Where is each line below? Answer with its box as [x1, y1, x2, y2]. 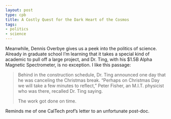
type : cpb [5, 12, 27, 17]
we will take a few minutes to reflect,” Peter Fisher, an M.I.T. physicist [17, 83, 164, 89]
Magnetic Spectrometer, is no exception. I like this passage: [5, 62, 131, 68]
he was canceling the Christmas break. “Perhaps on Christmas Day [17, 77, 160, 83]
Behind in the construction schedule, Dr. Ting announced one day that [17, 72, 166, 77]
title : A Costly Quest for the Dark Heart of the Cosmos [5, 17, 130, 22]
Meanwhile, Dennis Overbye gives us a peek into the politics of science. [5, 46, 157, 51]
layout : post [5, 7, 33, 13]
